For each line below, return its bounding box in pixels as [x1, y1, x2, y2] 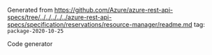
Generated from [7, 6, 54, 14]
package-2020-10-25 [7, 27, 64, 34]
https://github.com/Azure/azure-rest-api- [54, 6, 173, 14]
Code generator [7, 40, 53, 47]
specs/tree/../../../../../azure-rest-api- [7, 13, 112, 21]
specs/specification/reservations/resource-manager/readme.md [7, 21, 193, 28]
